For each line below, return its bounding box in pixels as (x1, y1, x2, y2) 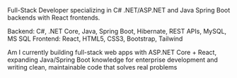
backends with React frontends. (7, 13, 100, 22)
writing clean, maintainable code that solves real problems (7, 63, 178, 71)
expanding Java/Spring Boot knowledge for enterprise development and (7, 56, 218, 64)
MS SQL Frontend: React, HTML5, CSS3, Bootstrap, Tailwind (7, 34, 183, 43)
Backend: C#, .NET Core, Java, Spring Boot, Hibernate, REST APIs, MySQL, (7, 27, 227, 35)
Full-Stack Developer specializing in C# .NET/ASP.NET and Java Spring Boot (7, 6, 231, 14)
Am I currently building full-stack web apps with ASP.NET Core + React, (7, 48, 217, 56)
